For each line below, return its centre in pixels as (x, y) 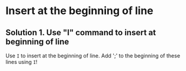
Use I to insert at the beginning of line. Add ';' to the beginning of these (93, 56)
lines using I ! (22, 62)
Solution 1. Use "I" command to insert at (81, 33)
